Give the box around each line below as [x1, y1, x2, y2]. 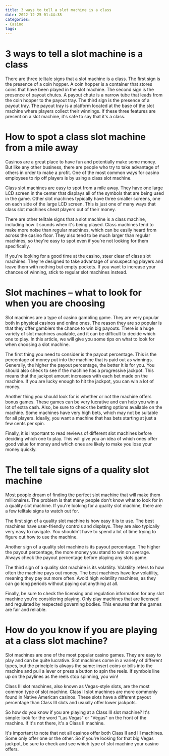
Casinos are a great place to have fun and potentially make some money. [5, 159, 156, 165]
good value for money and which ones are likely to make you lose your [5, 441, 152, 447]
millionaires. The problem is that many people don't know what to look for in [5, 497, 163, 503]
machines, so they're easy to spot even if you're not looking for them [5, 238, 149, 244]
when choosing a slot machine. [5, 341, 70, 348]
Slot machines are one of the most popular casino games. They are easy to [5, 651, 161, 658]
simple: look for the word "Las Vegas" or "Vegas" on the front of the [5, 714, 147, 720]
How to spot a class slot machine [5, 131, 146, 143]
